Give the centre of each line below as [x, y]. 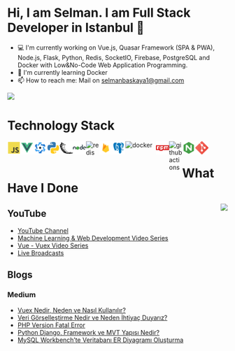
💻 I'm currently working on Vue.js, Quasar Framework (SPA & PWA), [116, 48]
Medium [22, 295]
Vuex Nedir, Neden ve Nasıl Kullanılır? [71, 310]
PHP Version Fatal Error [51, 325]
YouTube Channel [43, 230]
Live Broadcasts [41, 252]
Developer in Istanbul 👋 [76, 28]
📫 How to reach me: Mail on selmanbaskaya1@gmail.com [101, 80]
